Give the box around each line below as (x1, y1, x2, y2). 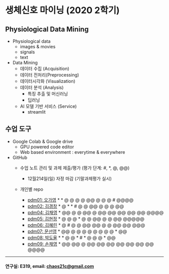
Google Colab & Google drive (12, 138, 73, 144)
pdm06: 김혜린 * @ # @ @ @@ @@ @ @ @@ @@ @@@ (27, 222, 145, 228)
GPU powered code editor (20, 144, 74, 150)
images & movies (20, 44, 56, 49)
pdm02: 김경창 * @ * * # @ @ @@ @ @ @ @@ (27, 203, 124, 209)
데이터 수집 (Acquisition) (20, 66, 69, 71)
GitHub (12, 154, 28, 160)
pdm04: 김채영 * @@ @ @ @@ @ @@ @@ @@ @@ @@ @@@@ (27, 209, 164, 215)
